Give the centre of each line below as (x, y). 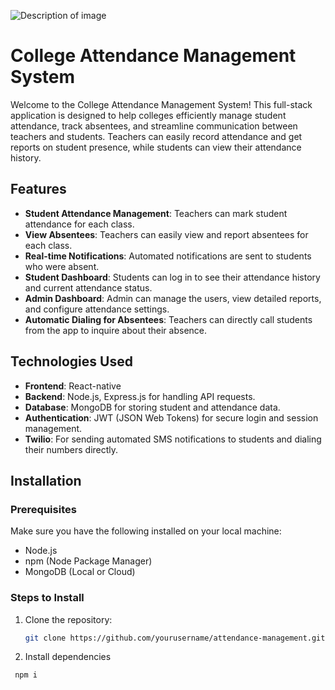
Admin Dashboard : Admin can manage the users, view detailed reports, (173, 298)
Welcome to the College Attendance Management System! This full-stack (161, 104)
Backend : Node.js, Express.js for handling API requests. (140, 396)
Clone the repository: (68, 619)
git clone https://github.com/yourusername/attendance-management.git (175, 638)
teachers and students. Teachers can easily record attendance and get (156, 136)
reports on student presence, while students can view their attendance (156, 147)
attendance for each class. (79, 224)
